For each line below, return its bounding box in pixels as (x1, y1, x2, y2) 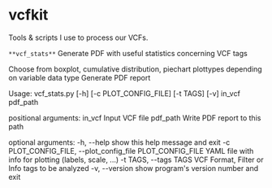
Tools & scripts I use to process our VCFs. (8, 33, 149, 42)
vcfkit (8, 6, 49, 24)
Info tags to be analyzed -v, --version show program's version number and (8, 163, 259, 173)
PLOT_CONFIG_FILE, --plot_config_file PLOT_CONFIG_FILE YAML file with (8, 146, 254, 155)
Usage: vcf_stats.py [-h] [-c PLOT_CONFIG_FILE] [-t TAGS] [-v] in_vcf (8, 88, 241, 98)
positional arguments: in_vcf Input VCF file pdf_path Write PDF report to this (8, 112, 261, 123)
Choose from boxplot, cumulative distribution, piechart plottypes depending (8, 63, 262, 74)
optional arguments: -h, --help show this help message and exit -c (8, 137, 231, 147)
